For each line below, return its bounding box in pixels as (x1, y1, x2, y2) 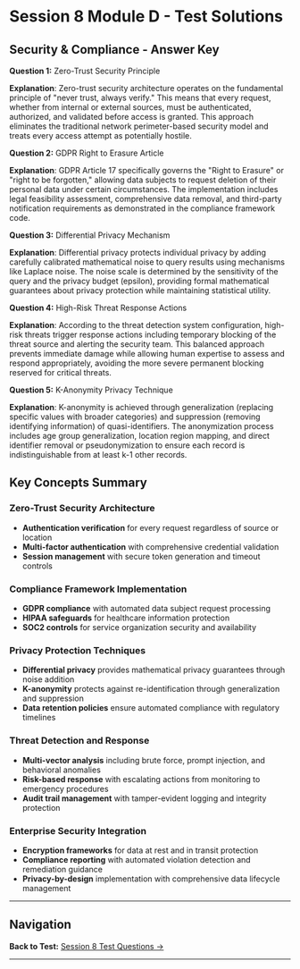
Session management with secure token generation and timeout (21, 551, 261, 561)
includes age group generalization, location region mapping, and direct (9, 431, 271, 441)
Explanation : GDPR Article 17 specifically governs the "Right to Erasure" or (9, 165, 284, 175)
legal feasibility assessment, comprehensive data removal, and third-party (9, 194, 283, 204)
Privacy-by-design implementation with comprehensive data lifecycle (21, 873, 280, 884)
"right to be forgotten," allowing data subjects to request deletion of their (9, 174, 277, 185)
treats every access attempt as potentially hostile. (9, 131, 192, 140)
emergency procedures (21, 783, 109, 794)
